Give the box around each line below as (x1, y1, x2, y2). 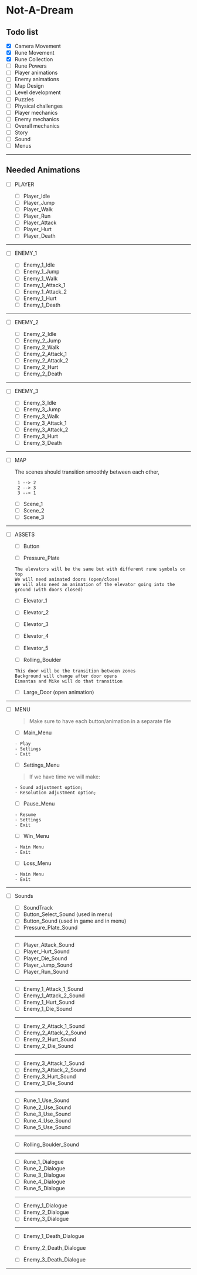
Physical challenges (14, 102, 63, 109)
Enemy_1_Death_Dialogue (23, 1233, 84, 1240)
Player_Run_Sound (23, 968, 69, 975)
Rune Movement (14, 49, 55, 56)
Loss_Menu (23, 860, 52, 867)
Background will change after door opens (14, 673, 117, 679)
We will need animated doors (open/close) (14, 577, 120, 582)
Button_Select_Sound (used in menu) (23, 911, 113, 918)
